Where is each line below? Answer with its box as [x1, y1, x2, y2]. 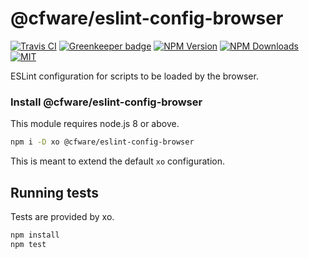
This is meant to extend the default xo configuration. [10, 155, 225, 167]
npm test [10, 239, 47, 249]
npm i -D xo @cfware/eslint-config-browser [10, 137, 195, 147]
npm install [10, 230, 60, 240]
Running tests [10, 184, 100, 201]
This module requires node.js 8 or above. [10, 118, 180, 130]
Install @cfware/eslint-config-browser [10, 95, 203, 109]
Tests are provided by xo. [10, 210, 115, 222]
